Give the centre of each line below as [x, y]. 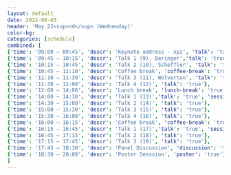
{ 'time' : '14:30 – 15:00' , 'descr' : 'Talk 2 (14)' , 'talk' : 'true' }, [109, 103]
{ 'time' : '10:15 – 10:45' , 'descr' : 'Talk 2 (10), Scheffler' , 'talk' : [112, 65]
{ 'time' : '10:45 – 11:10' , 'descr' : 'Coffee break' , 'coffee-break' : [109, 71]
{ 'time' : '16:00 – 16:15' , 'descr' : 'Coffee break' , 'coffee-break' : [109, 122]
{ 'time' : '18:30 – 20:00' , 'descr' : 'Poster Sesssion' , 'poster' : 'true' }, [118, 155]
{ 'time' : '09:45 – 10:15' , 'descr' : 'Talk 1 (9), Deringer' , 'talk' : [107, 59]
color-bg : [21, 33]
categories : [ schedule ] [41, 39]
